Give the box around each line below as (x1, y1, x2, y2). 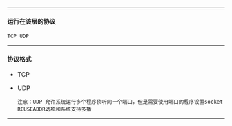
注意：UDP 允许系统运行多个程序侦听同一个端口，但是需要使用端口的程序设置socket (17, 98, 223, 106)
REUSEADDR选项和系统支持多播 (17, 106, 92, 113)
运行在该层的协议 (7, 17, 56, 25)
